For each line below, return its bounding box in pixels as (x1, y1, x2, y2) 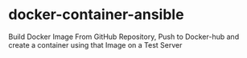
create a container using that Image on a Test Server (8, 40, 183, 49)
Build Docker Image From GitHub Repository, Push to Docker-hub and (8, 32, 240, 41)
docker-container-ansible (8, 6, 184, 24)
